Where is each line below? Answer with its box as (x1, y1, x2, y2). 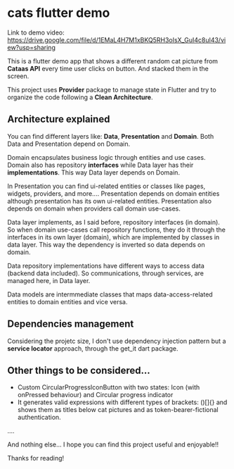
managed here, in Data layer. (7, 276, 91, 284)
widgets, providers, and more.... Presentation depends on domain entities (7, 189, 220, 198)
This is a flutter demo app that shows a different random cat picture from (7, 56, 219, 65)
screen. (7, 72, 30, 80)
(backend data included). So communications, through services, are (7, 269, 204, 277)
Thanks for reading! (7, 454, 65, 463)
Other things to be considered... (7, 364, 151, 376)
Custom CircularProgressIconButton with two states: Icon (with (17, 383, 200, 392)
